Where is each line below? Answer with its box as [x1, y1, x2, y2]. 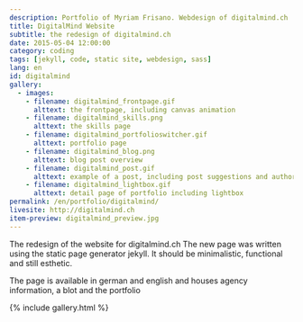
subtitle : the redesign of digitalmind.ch [9, 30, 171, 39]
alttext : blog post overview [32, 155, 143, 165]
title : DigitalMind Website [9, 22, 115, 31]
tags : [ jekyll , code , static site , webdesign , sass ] [9, 55, 212, 64]
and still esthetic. [9, 257, 73, 268]
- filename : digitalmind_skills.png [25, 113, 164, 122]
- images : [17, 88, 54, 97]
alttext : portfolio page [32, 139, 127, 148]
